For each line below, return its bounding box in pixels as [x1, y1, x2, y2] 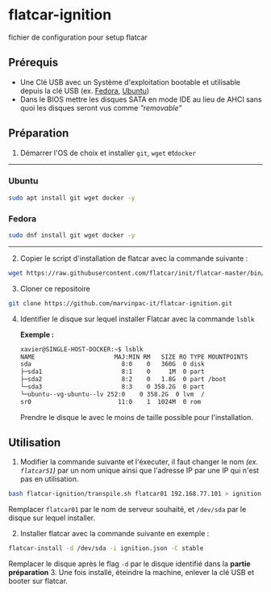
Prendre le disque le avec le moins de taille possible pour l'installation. [19, 412, 254, 422]
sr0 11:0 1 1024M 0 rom [19, 397, 202, 405]
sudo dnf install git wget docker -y [8, 232, 135, 240]
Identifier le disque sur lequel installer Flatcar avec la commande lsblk [19, 313, 255, 324]
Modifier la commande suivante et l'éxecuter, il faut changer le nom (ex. [19, 457, 259, 467]
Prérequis [8, 56, 59, 69]
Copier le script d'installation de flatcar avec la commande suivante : [19, 253, 248, 263]
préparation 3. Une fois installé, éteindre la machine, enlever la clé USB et [8, 568, 254, 577]
